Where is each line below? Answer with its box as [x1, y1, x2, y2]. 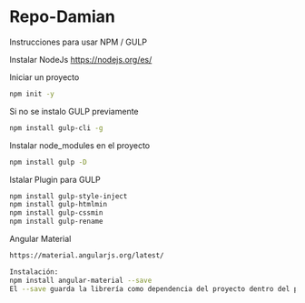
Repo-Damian [9, 6, 115, 27]
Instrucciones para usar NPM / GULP [9, 36, 148, 47]
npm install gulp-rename [9, 217, 103, 227]
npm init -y [9, 89, 54, 98]
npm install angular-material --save [9, 276, 152, 285]
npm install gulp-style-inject [9, 191, 128, 201]
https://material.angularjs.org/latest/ [9, 251, 165, 260]
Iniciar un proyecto [9, 71, 80, 83]
